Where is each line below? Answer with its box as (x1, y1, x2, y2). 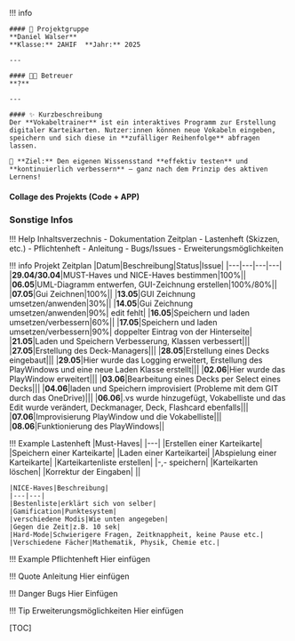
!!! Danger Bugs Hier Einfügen (9, 588, 118, 598)
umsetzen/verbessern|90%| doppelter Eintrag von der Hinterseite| (9, 326, 253, 337)
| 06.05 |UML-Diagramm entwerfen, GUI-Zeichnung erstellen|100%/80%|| (9, 279, 277, 290)
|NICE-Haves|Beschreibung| (9, 484, 109, 493)
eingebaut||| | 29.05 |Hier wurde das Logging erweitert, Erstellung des (9, 355, 263, 365)
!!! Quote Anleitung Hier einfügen (9, 571, 130, 581)
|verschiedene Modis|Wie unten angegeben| (9, 515, 169, 524)
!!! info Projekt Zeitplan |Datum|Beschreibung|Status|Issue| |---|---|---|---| (9, 260, 283, 270)
